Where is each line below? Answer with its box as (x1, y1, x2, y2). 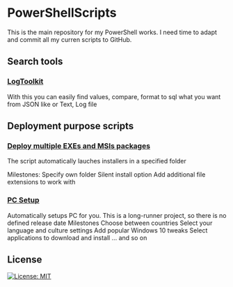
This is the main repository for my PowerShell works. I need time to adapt (7, 28, 218, 36)
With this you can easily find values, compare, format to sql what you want (7, 92, 221, 101)
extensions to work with (7, 178, 76, 186)
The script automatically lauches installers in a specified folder (7, 157, 186, 165)
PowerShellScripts (7, 5, 117, 21)
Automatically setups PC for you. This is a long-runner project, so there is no (7, 211, 227, 219)
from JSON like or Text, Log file (7, 100, 97, 108)
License (7, 253, 42, 265)
